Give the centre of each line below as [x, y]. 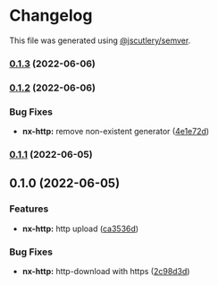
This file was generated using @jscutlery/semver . [100, 40]
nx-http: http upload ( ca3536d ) [80, 229]
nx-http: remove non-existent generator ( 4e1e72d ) [116, 132]
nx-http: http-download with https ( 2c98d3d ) [106, 271]
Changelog [51, 16]
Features [29, 209]
